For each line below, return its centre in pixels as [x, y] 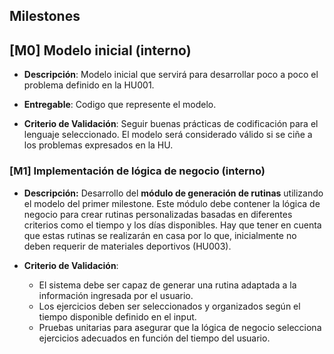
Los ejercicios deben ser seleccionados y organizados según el [169, 306]
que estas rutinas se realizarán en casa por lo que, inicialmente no [160, 235]
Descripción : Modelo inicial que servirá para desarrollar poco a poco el [171, 75]
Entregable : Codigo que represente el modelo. [120, 105]
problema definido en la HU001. [89, 85]
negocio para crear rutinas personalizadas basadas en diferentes [158, 214]
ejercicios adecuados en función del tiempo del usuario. [154, 338]
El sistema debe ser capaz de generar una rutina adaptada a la [167, 285]
